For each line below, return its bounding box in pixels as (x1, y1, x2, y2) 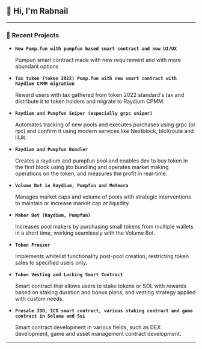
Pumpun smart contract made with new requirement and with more (14, 57, 182, 64)
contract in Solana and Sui (14, 313, 85, 320)
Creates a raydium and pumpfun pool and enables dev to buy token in (14, 157, 188, 164)
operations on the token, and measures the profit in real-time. (14, 170, 168, 178)
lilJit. (14, 134, 27, 141)
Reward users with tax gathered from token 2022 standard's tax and (14, 91, 185, 99)
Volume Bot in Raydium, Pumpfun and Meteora (14, 183, 129, 189)
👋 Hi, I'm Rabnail (6, 6, 69, 16)
